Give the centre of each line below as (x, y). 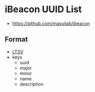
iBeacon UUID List (43, 9)
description (31, 84)
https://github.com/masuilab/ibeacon (51, 23)
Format (17, 39)
